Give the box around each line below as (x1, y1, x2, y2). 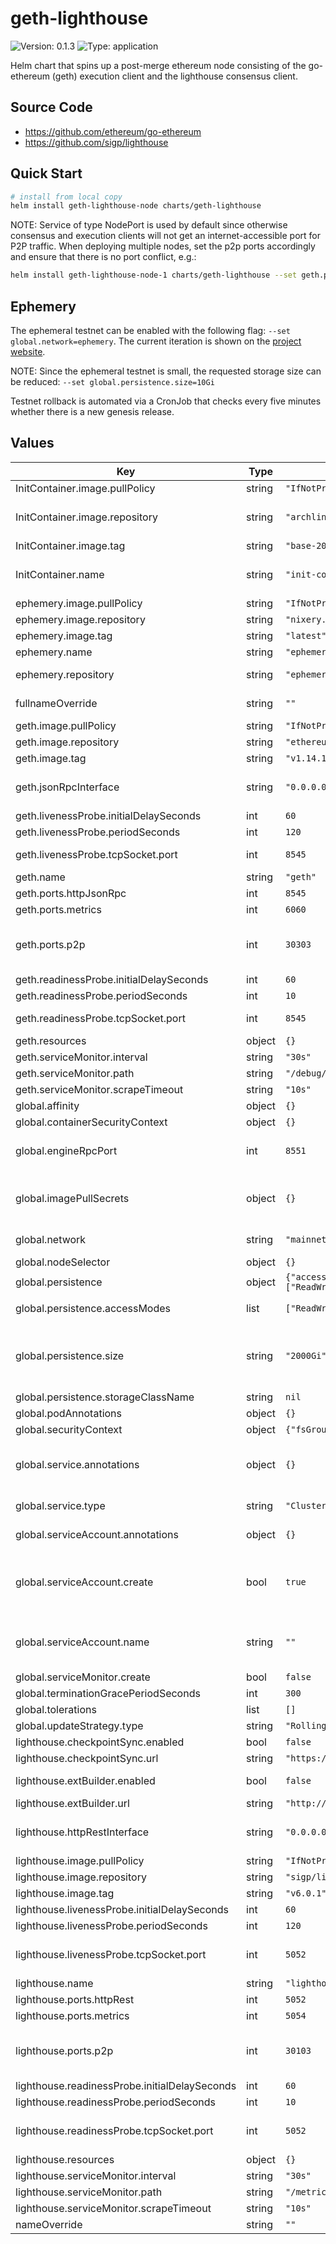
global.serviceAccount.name (15, 1635, 150, 1649)
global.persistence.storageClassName (15, 1390, 195, 1404)
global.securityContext (15, 1422, 123, 1436)
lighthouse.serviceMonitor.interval (15, 2168, 177, 2182)
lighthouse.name (15, 1976, 94, 1990)
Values (10, 435, 55, 452)
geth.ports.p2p (15, 937, 86, 951)
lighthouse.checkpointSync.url (15, 1751, 159, 1765)
